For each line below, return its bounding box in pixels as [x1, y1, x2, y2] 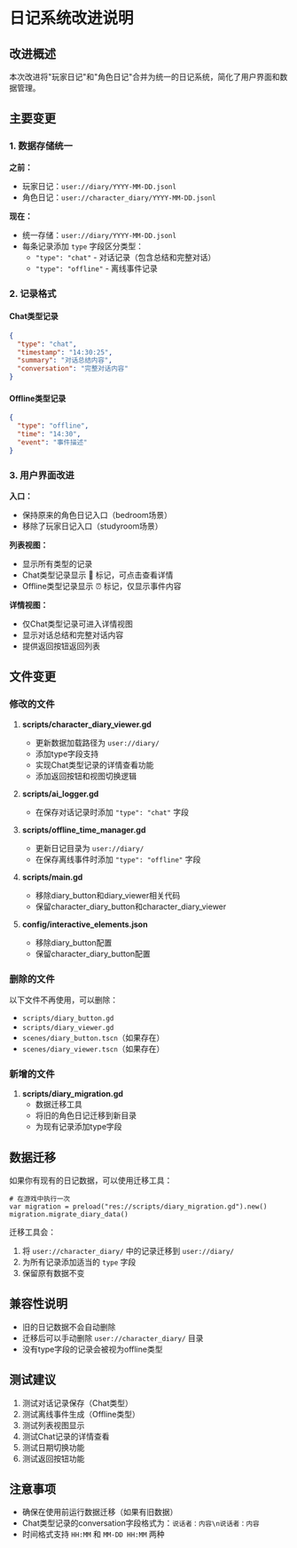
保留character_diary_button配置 [35, 948, 151, 959]
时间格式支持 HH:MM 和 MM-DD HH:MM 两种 [21, 1529, 166, 1540]
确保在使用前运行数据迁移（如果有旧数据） [21, 1507, 178, 1518]
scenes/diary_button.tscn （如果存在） [21, 1032, 165, 1042]
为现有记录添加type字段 [35, 1121, 122, 1132]
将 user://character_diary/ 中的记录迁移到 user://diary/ [21, 1246, 235, 1257]
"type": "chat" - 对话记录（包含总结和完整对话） [35, 251, 216, 262]
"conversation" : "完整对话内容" [17, 364, 129, 373]
